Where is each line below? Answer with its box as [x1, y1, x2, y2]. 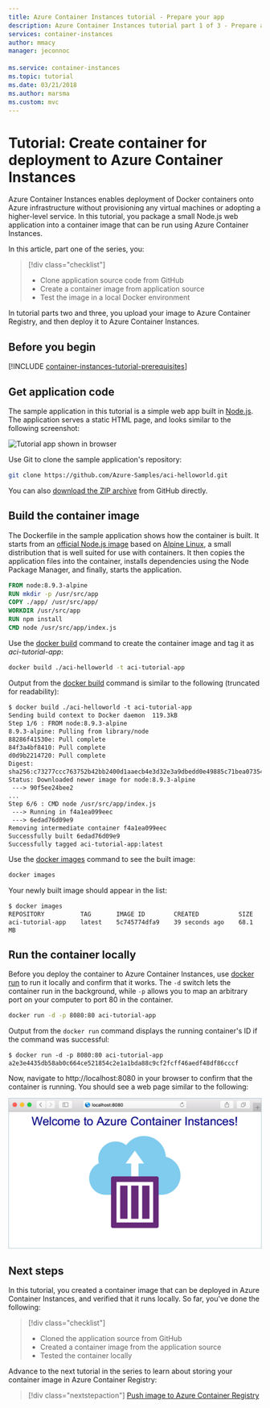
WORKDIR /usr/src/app [8, 607, 81, 615]
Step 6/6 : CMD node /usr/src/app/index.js [8, 800, 157, 808]
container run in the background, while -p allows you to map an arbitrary [8, 987, 248, 996]
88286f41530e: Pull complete [8, 735, 106, 743]
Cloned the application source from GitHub [39, 1334, 182, 1344]
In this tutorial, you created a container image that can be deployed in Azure [8, 1286, 260, 1295]
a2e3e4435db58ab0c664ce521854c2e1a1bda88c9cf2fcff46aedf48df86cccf [8, 1059, 239, 1067]
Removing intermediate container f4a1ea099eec [8, 824, 167, 832]
